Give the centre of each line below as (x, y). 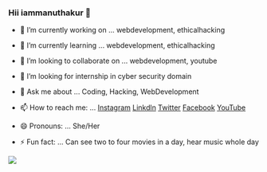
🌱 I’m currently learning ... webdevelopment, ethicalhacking (117, 45)
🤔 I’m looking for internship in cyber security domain (106, 76)
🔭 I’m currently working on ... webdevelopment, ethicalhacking (122, 30)
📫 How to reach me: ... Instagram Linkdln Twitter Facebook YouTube (133, 107)
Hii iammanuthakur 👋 (50, 13)
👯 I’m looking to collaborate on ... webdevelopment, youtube (118, 61)
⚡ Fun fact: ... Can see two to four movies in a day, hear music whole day (139, 142)
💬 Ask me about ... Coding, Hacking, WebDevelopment (109, 92)
